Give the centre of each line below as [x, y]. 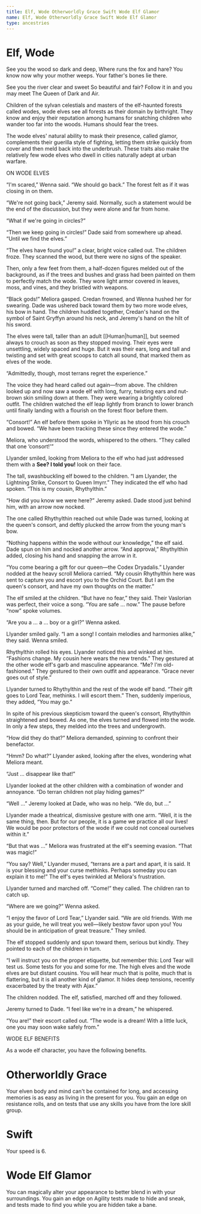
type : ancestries [28, 23]
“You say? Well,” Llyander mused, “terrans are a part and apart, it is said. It [98, 864]
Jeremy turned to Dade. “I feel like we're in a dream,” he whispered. [90, 1009]
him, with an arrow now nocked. [46, 507]
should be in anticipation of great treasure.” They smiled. [76, 931]
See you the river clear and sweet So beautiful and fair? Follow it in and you [100, 87]
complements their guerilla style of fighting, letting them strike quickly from [99, 142]
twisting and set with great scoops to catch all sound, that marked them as [98, 355]
